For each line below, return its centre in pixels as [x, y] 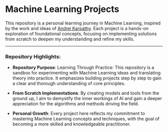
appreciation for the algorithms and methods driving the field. [75, 104]
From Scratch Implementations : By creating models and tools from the [86, 93]
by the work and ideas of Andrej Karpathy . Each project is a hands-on [77, 28]
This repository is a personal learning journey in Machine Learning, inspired [83, 23]
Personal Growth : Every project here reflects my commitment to [78, 113]
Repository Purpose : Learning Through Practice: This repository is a [83, 67]
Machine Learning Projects [62, 9]
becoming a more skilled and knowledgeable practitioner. [71, 124]
